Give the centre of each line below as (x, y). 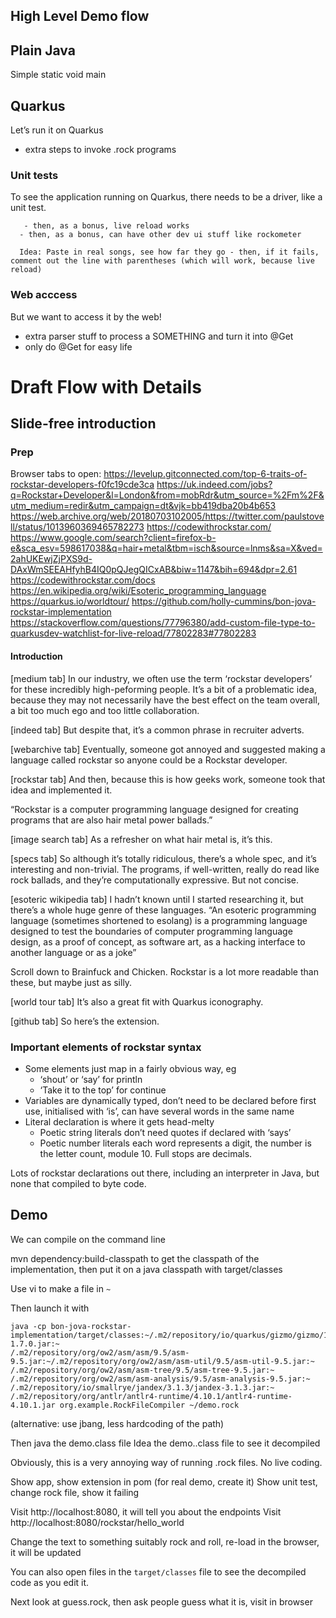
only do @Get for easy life (78, 346)
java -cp (28, 1326)
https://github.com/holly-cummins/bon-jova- (224, 601)
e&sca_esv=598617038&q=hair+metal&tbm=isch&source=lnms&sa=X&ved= (166, 548)
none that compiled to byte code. (78, 1183)
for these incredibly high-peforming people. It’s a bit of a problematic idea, (163, 689)
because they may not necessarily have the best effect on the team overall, (165, 700)
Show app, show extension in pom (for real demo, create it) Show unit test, (164, 1481)
